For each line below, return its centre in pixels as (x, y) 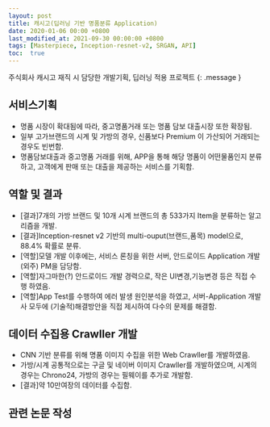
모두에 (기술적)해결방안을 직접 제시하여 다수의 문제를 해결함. (123, 306)
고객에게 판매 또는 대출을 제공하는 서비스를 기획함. (116, 166)
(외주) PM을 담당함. (51, 266)
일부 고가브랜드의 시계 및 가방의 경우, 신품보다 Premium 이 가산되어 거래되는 (140, 136)
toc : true (27, 53)
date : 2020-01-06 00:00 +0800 (59, 31)
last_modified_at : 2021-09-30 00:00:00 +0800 (86, 38)
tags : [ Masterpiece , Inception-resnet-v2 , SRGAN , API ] (102, 46)
